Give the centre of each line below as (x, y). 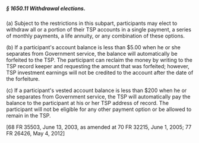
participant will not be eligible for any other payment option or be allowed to (99, 109)
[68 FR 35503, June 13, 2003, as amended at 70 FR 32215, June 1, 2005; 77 (99, 127)
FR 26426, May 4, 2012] (36, 133)
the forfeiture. (23, 79)
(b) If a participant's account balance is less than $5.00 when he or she (94, 47)
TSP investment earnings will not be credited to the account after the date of (100, 72)
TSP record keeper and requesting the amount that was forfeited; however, (98, 66)
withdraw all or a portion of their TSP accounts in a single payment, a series (99, 29)
